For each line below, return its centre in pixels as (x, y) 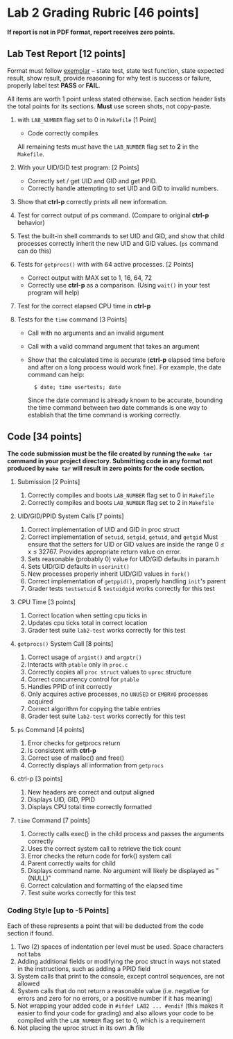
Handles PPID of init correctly (70, 686)
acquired (40, 701)
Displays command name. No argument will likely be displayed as (121, 870)
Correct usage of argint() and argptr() (85, 657)
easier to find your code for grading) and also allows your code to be (115, 1013)
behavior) (31, 222)
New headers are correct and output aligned (91, 792)
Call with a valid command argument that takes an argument (113, 346)
